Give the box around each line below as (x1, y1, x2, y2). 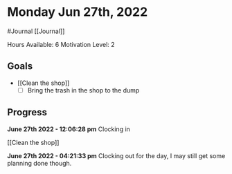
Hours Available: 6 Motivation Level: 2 (7, 40, 116, 48)
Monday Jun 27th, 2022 (7, 4, 148, 20)
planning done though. (7, 159, 72, 167)
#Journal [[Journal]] (7, 27, 65, 35)
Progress (7, 106, 47, 118)
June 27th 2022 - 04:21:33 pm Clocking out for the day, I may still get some (7, 151, 226, 159)
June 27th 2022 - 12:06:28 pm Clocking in (7, 125, 130, 133)
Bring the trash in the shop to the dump (27, 86, 140, 94)
